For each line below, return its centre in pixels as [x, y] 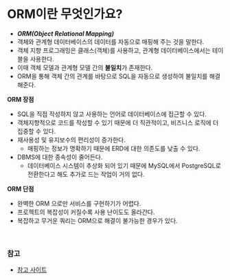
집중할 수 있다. [36, 131]
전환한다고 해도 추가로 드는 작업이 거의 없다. [86, 174]
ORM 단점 [21, 189]
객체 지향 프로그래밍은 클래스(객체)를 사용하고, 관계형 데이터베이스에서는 [114, 50]
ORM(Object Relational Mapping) [66, 33]
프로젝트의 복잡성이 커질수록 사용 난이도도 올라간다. [86, 212]
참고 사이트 [32, 270]
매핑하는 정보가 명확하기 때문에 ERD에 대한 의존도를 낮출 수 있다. [114, 148]
